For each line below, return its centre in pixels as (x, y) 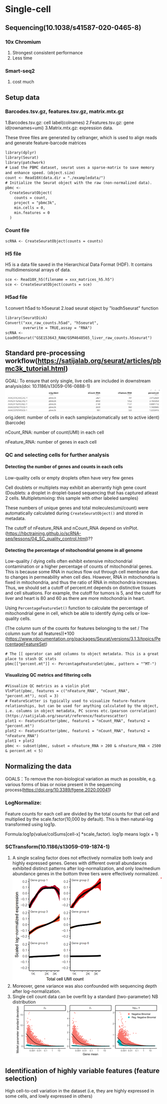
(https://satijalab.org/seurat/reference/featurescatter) (66, 716)
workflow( (22, 361)
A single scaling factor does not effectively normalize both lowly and (83, 857)
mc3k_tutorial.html (35, 369)
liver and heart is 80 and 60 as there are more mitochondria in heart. (75, 598)
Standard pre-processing (45, 353)
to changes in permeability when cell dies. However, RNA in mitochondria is (83, 577)
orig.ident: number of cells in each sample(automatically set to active (76, 417)
